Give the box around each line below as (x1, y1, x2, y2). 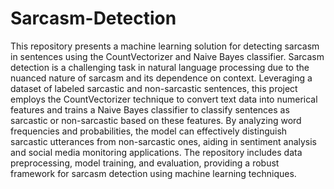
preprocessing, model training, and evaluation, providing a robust (10, 157, 280, 169)
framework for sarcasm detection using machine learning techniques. (10, 167, 297, 179)
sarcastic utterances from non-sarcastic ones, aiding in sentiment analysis (10, 135, 318, 147)
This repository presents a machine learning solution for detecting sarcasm (10, 40, 320, 52)
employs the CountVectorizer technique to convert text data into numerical (10, 93, 318, 105)
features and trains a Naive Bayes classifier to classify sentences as (10, 103, 290, 116)
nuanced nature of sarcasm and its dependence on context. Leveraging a (10, 72, 313, 84)
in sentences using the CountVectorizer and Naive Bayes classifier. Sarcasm (10, 50, 325, 62)
